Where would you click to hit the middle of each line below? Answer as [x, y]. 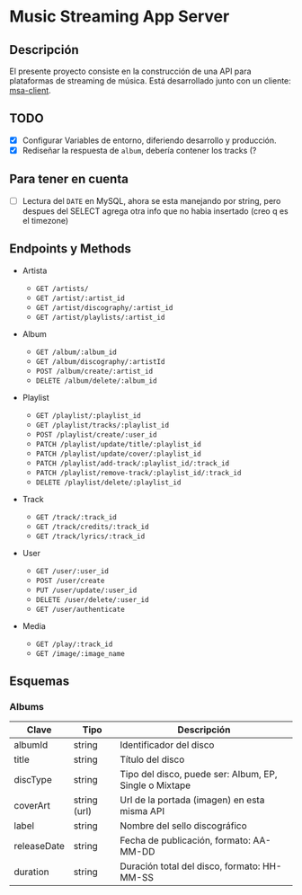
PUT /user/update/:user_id [86, 590]
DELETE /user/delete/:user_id [93, 599]
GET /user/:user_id [72, 571]
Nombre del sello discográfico [183, 826]
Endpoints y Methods [71, 249]
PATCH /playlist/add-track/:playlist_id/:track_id [133, 463]
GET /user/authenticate [80, 609]
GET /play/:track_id [74, 644]
